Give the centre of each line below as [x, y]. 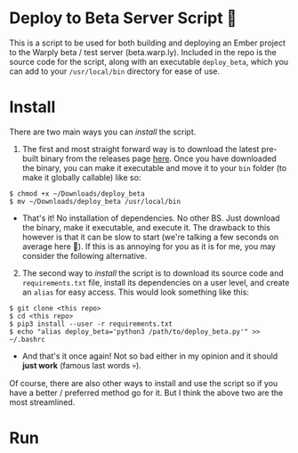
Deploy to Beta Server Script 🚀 [123, 18]
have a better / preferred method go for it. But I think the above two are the [146, 392]
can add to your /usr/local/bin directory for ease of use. [115, 71]
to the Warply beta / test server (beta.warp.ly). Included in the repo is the [143, 52]
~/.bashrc [28, 339]
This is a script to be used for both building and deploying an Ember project [148, 43]
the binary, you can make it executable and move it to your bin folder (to [154, 167]
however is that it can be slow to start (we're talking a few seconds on [150, 237]
